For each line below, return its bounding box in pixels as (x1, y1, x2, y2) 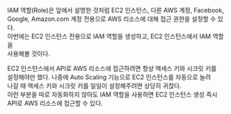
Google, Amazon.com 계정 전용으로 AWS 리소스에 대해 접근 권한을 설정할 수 (7, 15, 216, 23)
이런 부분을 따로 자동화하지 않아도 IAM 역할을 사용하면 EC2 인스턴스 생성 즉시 (7, 90, 218, 99)
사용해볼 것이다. (7, 49, 51, 58)
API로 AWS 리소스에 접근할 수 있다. (7, 99, 103, 107)
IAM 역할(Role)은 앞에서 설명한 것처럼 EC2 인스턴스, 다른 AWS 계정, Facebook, (7, 6, 224, 14)
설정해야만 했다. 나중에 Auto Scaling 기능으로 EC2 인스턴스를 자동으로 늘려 (7, 73, 212, 81)
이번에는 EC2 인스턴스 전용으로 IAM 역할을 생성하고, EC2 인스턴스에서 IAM (7, 32, 211, 40)
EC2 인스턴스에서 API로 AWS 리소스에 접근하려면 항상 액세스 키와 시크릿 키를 (7, 65, 217, 72)
